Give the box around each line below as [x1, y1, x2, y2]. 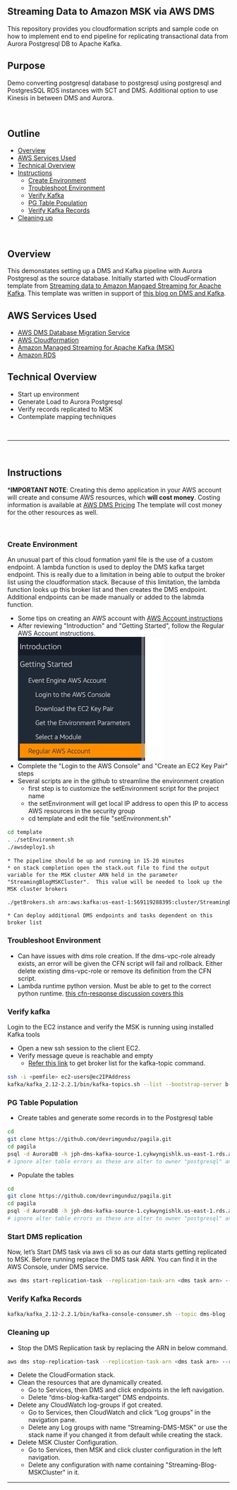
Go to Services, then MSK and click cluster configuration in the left [28, 1446, 222, 1454]
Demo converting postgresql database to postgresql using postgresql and [7, 78, 222, 87]
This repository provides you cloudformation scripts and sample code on [7, 24, 219, 32]
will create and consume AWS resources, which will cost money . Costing [7, 493, 221, 502]
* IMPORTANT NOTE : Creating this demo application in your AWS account [7, 485, 222, 494]
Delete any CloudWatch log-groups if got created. [17, 1400, 163, 1410]
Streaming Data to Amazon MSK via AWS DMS [7, 6, 215, 18]
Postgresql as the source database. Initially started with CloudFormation [7, 274, 217, 283]
